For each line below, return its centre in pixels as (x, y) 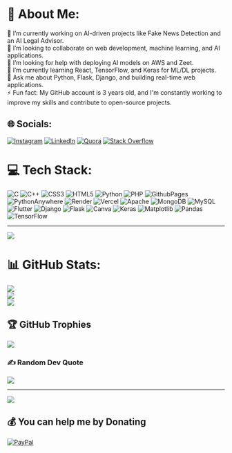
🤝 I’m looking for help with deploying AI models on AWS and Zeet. (100, 62)
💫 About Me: (43, 14)
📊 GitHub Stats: (54, 265)
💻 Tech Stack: (50, 170)
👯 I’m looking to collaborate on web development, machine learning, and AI (114, 48)
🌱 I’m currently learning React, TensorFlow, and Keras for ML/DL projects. (112, 70)
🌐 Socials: (30, 124)
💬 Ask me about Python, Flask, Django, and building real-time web (101, 77)
